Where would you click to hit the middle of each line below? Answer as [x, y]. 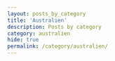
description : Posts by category [54, 27]
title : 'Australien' [38, 20]
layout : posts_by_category [47, 14]
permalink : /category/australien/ [58, 46]
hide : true [23, 40]
